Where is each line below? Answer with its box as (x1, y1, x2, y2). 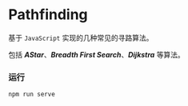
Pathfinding (8, 6, 88, 24)
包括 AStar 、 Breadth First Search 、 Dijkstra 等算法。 (8, 49, 186, 59)
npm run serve (8, 90, 56, 99)
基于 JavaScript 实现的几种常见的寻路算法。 (8, 33, 154, 42)
